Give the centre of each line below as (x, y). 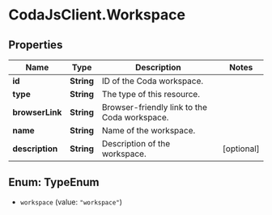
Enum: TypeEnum (54, 182)
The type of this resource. (151, 94)
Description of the (136, 143)
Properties (36, 45)
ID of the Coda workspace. (153, 81)
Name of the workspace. (149, 131)
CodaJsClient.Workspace (97, 15)
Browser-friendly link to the (155, 107)
